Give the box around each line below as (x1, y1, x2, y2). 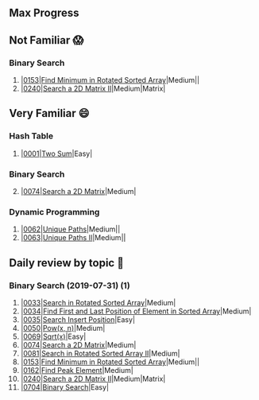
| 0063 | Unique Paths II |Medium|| (20, 233, 126, 243)
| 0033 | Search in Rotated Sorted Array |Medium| (20, 298, 176, 308)
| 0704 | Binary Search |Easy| (20, 383, 110, 392)
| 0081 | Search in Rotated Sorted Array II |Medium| (20, 349, 180, 359)
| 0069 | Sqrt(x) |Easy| (20, 332, 87, 341)
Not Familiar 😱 (9, 33, 84, 47)
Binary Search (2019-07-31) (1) (9, 280, 130, 291)
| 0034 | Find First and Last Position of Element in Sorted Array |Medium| (20, 306, 252, 317)
